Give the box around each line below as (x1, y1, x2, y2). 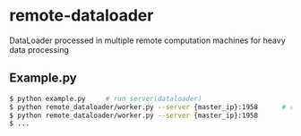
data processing (9, 44, 70, 55)
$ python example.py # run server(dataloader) (9, 94, 202, 103)
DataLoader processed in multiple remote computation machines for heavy (9, 35, 287, 46)
